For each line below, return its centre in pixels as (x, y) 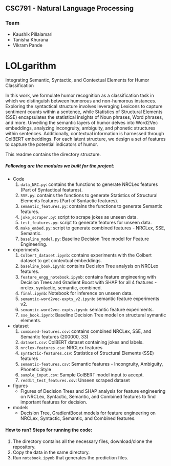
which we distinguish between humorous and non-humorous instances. (81, 101)
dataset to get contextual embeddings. (61, 260)
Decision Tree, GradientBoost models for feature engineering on (88, 413)
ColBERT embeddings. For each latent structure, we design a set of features (85, 139)
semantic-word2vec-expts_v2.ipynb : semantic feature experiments (90, 299)
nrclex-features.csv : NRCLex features (61, 347)
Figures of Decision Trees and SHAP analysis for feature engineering (93, 391)
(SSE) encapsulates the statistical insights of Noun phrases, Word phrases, (84, 117)
